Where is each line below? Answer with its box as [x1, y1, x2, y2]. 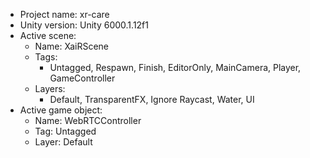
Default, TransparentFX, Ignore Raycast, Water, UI [49, 94, 255, 105]
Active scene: [19, 30, 77, 41]
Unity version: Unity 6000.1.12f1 [19, 19, 149, 31]
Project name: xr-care [19, 9, 110, 20]
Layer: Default [34, 136, 93, 148]
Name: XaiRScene [34, 40, 109, 52]
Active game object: [19, 104, 103, 116]
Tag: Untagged [34, 125, 97, 137]
